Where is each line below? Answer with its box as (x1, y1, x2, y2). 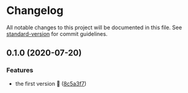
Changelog (6, 4, 64, 18)
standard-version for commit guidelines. (6, 30, 108, 37)
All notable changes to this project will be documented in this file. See (6, 24, 182, 31)
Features (6, 66, 34, 75)
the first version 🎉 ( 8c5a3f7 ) (15, 80, 87, 87)
